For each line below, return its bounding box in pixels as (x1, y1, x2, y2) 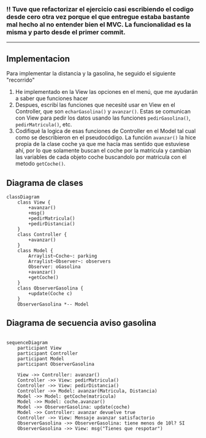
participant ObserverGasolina (17, 361, 95, 367)
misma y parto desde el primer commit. (6, 28, 126, 36)
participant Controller (17, 350, 78, 356)
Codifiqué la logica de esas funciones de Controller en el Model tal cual (15, 128, 196, 135)
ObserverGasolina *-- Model (17, 301, 89, 307)
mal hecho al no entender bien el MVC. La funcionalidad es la (6, 20, 191, 29)
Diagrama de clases (6, 177, 84, 188)
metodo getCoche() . (15, 160, 66, 167)
